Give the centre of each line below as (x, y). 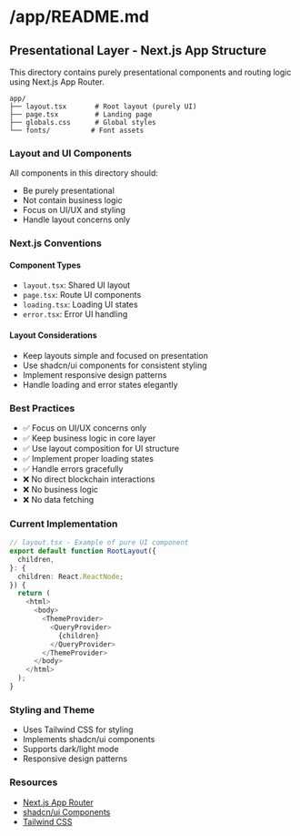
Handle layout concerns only (76, 219)
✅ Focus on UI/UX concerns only (85, 428)
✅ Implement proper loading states (88, 458)
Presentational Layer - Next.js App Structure (138, 51)
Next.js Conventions (55, 243)
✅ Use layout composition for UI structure (101, 448)
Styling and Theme (52, 709)
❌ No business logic (60, 489)
